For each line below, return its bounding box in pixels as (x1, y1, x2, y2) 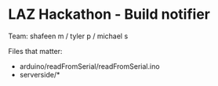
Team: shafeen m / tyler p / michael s (8, 31, 129, 41)
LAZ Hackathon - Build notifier (8, 5, 210, 23)
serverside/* (19, 70, 60, 79)
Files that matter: (8, 46, 63, 56)
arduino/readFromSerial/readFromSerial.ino (19, 61, 160, 71)
